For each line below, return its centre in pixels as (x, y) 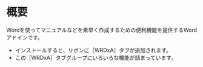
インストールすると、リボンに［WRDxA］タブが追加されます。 (93, 50)
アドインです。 (25, 37)
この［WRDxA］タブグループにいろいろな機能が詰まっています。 (96, 57)
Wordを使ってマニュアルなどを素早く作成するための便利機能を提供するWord (102, 30)
